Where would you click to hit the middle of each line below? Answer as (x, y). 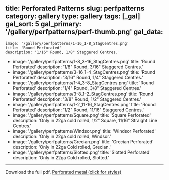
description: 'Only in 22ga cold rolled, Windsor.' (62, 136)
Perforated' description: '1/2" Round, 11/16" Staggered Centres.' (78, 110)
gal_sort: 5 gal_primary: (44, 24)
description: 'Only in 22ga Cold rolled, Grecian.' (62, 147)
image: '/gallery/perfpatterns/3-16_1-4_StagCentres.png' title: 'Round (84, 72)
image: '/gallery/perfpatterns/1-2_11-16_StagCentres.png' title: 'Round (84, 104)
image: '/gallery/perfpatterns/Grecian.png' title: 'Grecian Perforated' (83, 142)
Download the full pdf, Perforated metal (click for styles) (63, 172)
